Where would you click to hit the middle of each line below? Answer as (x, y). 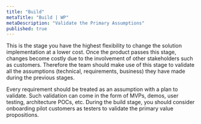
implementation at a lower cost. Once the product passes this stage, (91, 52)
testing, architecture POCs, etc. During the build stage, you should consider (100, 102)
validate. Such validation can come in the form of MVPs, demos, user (92, 96)
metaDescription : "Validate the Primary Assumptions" (76, 23)
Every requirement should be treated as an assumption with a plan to (92, 89)
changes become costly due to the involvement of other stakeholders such (100, 58)
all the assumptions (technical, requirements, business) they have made (96, 71)
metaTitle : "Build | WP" (38, 17)
